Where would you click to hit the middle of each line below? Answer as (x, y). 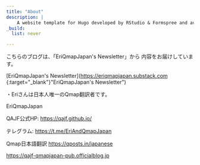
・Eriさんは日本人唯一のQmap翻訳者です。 (58, 94)
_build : (16, 28)
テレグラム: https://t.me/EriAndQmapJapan (59, 131)
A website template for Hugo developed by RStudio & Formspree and (102, 23)
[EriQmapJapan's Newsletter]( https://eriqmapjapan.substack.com (87, 76)
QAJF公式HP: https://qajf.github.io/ (49, 119)
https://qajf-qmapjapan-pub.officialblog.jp (58, 156)
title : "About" (25, 12)
